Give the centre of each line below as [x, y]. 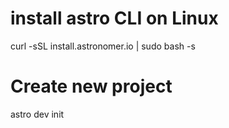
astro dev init [37, 114]
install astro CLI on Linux [114, 18]
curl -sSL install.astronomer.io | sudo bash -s [103, 46]
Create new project [91, 86]
